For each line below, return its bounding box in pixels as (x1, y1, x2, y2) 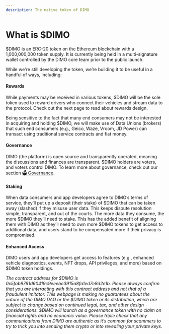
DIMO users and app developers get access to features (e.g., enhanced (6, 255, 154, 261)
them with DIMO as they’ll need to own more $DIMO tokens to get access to (6, 221, 163, 227)
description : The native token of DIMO (6, 7, 90, 13)
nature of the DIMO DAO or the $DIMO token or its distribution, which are (6, 297, 157, 303)
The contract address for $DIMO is (6, 275, 78, 281)
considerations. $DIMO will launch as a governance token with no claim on (6, 307, 161, 313)
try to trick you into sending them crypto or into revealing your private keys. (6, 323, 162, 329)
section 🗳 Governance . (6, 170, 55, 176)
